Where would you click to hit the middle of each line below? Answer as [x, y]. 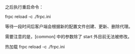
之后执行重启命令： [24, 7]
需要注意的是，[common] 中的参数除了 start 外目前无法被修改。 [68, 37]
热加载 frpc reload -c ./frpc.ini [35, 47]
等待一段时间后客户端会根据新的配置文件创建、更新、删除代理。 [69, 26]
